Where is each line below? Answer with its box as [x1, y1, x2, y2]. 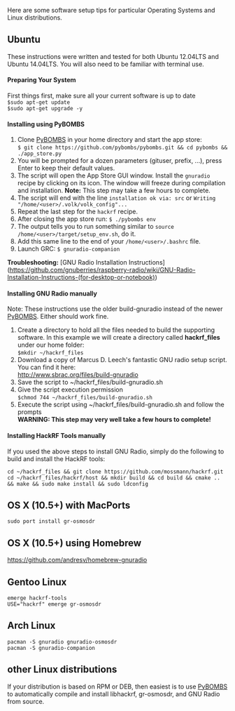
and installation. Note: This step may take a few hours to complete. [17, 186, 211, 195]
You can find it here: [17, 363, 76, 371]
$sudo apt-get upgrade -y [7, 105, 83, 112]
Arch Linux [7, 620, 56, 632]
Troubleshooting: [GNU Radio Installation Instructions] [7, 258, 166, 267]
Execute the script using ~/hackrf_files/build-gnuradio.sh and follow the [17, 400, 225, 409]
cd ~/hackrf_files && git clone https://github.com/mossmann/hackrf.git [7, 468, 224, 475]
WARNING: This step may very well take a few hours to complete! [17, 416, 211, 424]
